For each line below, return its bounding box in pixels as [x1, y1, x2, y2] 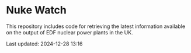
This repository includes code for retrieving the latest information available [6, 23, 186, 30]
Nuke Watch [6, 3, 67, 17]
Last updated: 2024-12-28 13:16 [6, 40, 83, 47]
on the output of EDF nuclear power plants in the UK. [6, 29, 133, 36]
